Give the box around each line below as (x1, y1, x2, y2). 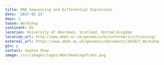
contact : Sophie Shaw (5, 48, 49, 53)
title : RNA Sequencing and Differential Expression (5, 7, 112, 12)
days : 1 (5, 16, 21, 21)
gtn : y (5, 43, 19, 48)
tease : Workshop (5, 21, 38, 26)
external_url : (5, 39, 34, 44)
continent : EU (5, 25, 34, 30)
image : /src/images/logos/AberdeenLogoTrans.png (5, 52, 106, 58)
